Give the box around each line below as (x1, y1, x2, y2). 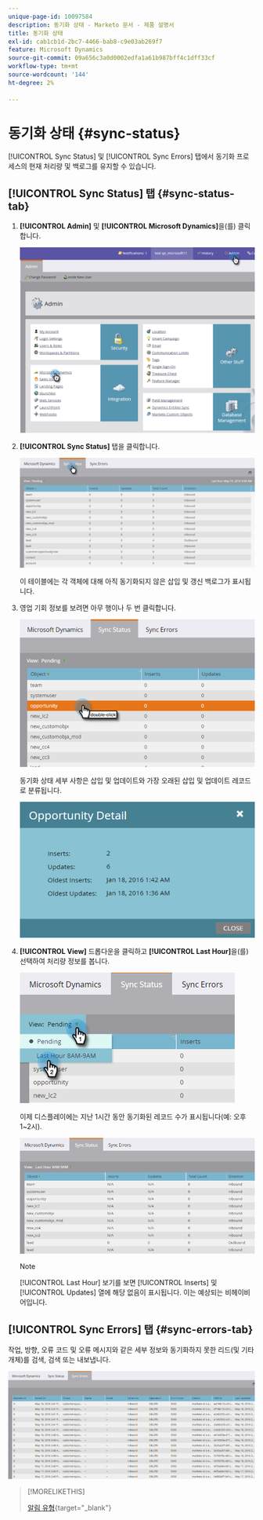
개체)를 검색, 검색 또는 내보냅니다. (8, 1355, 111, 1365)
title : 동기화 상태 (8, 29, 63, 37)
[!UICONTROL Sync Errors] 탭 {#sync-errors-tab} (8, 1323, 253, 1336)
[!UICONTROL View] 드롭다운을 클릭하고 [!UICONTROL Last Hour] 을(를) (19, 947, 249, 956)
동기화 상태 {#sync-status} (8, 124, 181, 142)
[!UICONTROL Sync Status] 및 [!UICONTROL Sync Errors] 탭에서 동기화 (8, 152, 235, 161)
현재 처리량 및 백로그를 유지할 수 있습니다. (28, 162, 157, 171)
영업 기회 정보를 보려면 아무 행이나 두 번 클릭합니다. (19, 603, 176, 612)
